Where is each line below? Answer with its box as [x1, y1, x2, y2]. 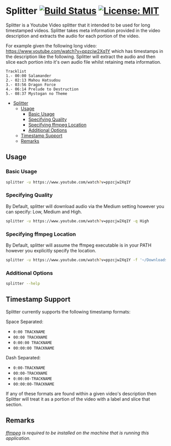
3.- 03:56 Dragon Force [6, 82, 56, 87]
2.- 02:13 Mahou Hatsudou [6, 77, 60, 83]
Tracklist [6, 69, 27, 74]
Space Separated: [6, 319, 44, 325]
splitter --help [6, 281, 40, 286]
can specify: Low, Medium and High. [6, 208, 82, 215]
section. [6, 401, 23, 407]
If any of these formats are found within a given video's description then [6, 390, 157, 397]
